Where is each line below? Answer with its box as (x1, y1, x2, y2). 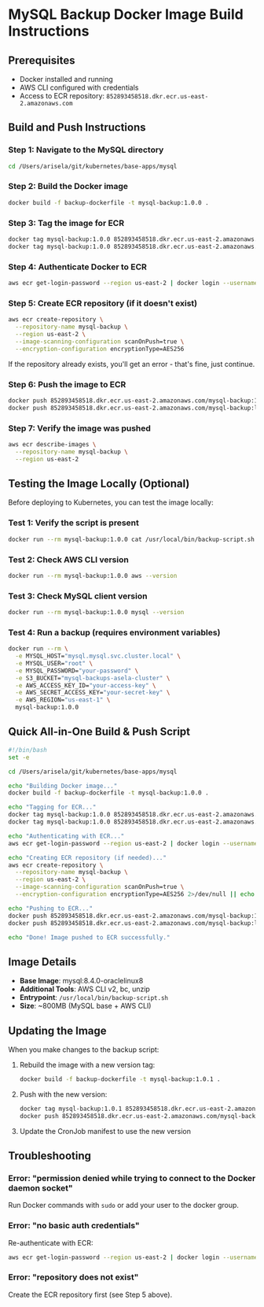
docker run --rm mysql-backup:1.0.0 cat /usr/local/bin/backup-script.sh (8, 535, 255, 543)
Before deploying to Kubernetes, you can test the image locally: (8, 498, 214, 507)
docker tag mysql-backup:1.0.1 (19, 1105, 123, 1113)
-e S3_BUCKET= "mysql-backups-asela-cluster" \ (15, 674, 170, 682)
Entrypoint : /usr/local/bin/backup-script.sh (19, 993, 169, 1002)
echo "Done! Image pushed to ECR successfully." (8, 933, 170, 942)
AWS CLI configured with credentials (19, 83, 139, 92)
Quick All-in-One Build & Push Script (8, 725, 191, 739)
